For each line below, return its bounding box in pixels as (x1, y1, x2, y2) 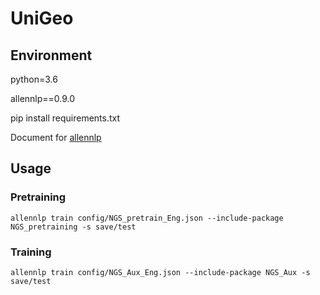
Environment (10, 47, 93, 64)
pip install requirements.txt (10, 112, 121, 124)
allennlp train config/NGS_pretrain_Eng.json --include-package (10, 213, 284, 223)
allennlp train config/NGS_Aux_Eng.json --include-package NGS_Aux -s (10, 267, 311, 277)
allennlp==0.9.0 (10, 93, 76, 104)
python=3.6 (10, 73, 58, 85)
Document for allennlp (10, 132, 102, 143)
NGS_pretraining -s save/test (10, 222, 137, 232)
